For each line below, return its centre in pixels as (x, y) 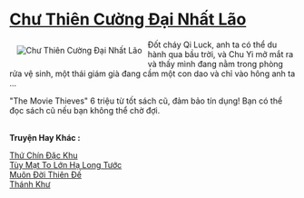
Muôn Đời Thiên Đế (46, 174)
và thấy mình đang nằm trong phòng (216, 64)
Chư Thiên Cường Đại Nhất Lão (128, 20)
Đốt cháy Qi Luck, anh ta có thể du (212, 45)
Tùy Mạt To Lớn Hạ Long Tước (66, 164)
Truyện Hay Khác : (45, 137)
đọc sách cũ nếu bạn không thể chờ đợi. (85, 110)
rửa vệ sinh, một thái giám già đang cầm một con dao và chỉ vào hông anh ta (152, 74)
